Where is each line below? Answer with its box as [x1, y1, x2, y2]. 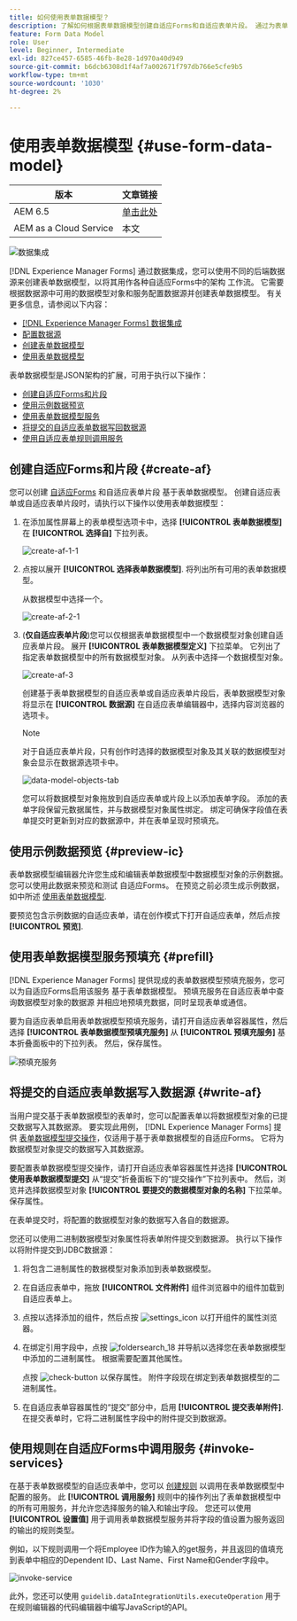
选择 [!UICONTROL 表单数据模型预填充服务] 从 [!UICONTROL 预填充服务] [9, 1026, 276, 1037]
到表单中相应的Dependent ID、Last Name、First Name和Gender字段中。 [9, 1555, 274, 1565]
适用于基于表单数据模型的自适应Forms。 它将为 [111, 1132, 285, 1143]
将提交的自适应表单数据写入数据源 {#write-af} [9, 1085, 263, 1100]
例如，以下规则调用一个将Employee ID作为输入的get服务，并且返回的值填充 [9, 1543, 284, 1554]
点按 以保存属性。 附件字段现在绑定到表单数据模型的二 [21, 1371, 281, 1383]
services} [9, 1455, 64, 1471]
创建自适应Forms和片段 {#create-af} [9, 462, 212, 477]
